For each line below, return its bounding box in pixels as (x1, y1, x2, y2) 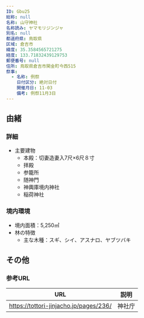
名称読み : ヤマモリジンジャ (6, 25, 64, 31)
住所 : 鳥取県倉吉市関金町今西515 (6, 63, 76, 69)
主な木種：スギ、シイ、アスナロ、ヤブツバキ (23, 236, 131, 243)
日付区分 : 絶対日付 (16, 80, 57, 86)
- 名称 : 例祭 (11, 74, 40, 80)
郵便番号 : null (6, 57, 40, 63)
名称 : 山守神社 (6, 19, 38, 25)
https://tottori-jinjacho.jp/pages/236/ (9, 302, 112, 310)
